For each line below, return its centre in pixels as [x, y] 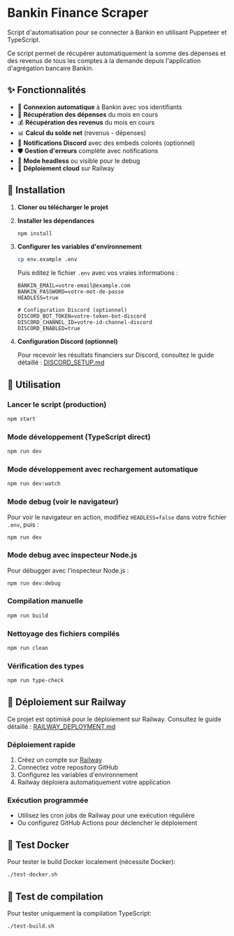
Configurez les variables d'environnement [78, 775]
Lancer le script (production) [57, 404]
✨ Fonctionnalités [47, 90]
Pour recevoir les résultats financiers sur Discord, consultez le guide [116, 355]
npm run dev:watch [34, 484]
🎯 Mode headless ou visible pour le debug [79, 161]
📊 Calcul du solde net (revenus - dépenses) [82, 133]
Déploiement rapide [41, 744]
